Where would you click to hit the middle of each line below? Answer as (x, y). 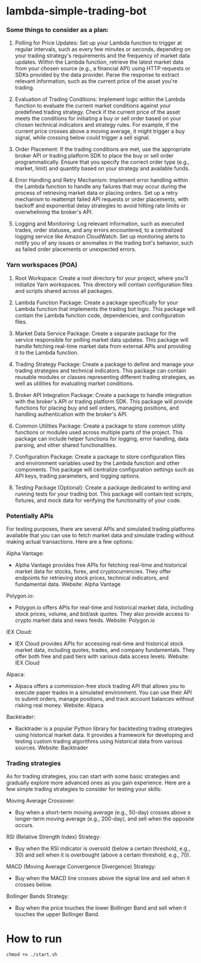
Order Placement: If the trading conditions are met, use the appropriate (103, 149)
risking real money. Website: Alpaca (59, 706)
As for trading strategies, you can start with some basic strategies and (93, 777)
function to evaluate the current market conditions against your (93, 106)
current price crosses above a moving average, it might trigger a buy (100, 131)
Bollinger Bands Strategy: (37, 896)
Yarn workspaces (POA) (42, 265)
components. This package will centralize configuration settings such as (104, 469)
